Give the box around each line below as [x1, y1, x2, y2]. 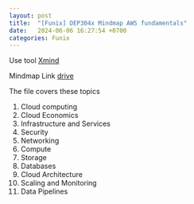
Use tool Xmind [9, 56, 60, 65]
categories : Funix [9, 33, 70, 42]
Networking [20, 136, 60, 146]
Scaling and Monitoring [20, 178, 98, 188]
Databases [20, 161, 56, 171]
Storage [20, 153, 47, 163]
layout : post [9, 11, 52, 20]
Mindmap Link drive [9, 71, 74, 80]
